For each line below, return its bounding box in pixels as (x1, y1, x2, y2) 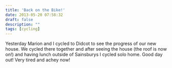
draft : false (5, 17, 33, 22)
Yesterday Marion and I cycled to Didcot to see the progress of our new (5, 40, 157, 47)
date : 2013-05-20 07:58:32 (5, 12, 63, 17)
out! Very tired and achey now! (5, 57, 70, 63)
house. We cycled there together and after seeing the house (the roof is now (5, 46, 167, 52)
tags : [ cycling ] (5, 27, 40, 32)
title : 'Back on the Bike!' (5, 7, 66, 13)
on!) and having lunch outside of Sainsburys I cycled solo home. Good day (5, 52, 163, 58)
